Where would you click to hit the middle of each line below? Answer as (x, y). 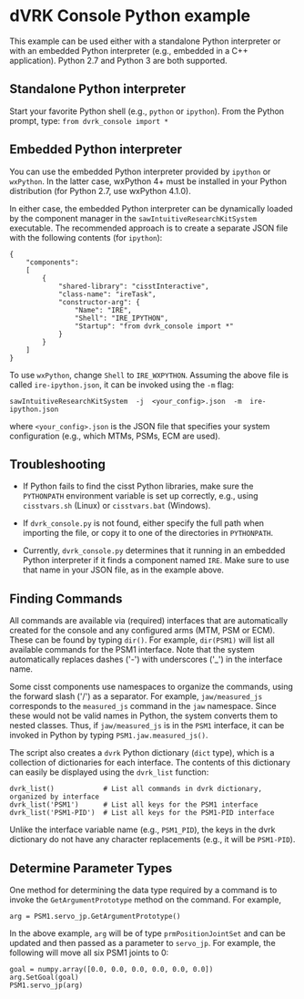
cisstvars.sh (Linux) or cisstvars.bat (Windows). (117, 506)
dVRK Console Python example (130, 16)
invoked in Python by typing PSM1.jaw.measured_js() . (109, 736)
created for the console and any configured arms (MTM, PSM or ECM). (142, 631)
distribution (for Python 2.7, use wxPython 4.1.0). (100, 191)
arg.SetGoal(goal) (44, 977)
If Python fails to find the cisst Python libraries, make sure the (138, 486)
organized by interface (55, 797)
